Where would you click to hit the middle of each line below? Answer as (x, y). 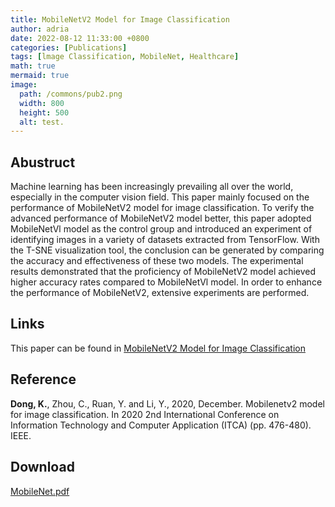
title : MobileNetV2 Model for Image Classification (120, 19)
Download (42, 467)
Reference (43, 379)
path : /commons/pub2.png (71, 94)
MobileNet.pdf (40, 491)
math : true (33, 66)
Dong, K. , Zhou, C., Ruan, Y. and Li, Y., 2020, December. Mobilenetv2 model (167, 403)
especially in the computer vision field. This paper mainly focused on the (160, 197)
